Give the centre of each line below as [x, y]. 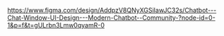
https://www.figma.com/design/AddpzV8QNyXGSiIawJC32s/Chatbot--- [112, 10]
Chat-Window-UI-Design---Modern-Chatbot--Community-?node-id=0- [111, 18]
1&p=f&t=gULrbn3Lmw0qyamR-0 [56, 25]
